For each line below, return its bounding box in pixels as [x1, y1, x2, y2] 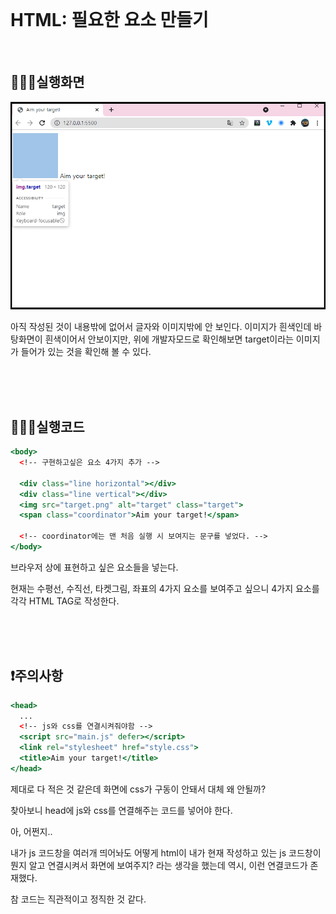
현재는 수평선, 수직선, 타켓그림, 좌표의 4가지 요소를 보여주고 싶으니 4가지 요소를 [10, 582, 320, 594]
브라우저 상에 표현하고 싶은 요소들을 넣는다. [10, 561, 179, 573]
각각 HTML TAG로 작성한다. [10, 595, 120, 607]
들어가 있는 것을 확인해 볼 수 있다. [20, 346, 152, 358]
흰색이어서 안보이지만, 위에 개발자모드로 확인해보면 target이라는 [44, 333, 294, 345]
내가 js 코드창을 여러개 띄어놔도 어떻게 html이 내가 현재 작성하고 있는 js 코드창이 [10, 846, 322, 859]
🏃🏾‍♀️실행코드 [10, 418, 85, 435]
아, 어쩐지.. [10, 825, 53, 837]
